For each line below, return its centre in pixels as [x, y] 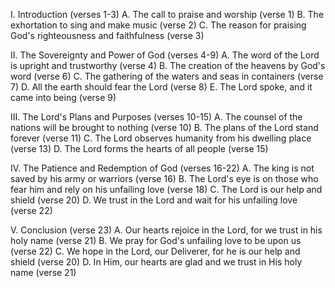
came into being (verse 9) [63, 97]
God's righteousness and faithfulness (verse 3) [107, 35]
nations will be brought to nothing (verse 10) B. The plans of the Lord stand [164, 127]
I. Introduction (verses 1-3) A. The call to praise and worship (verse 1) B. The [167, 14]
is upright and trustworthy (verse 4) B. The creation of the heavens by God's [168, 65]
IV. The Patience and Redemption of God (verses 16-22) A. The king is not [162, 168]
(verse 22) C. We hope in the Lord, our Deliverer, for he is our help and [155, 251]
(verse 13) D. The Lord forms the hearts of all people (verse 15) [139, 148]
